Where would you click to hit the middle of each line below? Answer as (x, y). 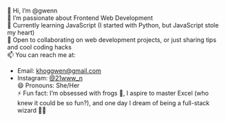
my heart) (21, 32)
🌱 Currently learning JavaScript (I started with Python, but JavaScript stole (113, 25)
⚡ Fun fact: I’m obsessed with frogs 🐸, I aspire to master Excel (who (113, 93)
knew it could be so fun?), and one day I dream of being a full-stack (113, 103)
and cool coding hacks (40, 47)
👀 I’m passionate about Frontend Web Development (80, 18)
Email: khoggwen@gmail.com (59, 71)
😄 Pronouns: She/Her (48, 85)
